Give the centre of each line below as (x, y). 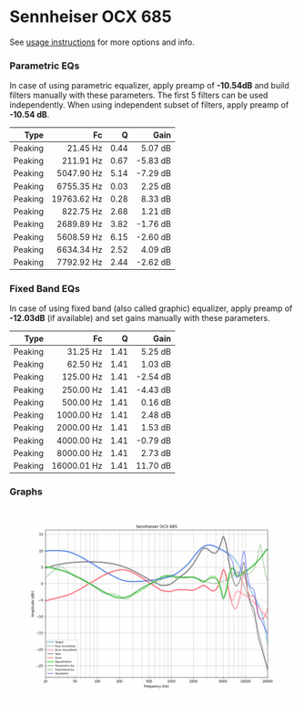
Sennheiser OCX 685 (91, 17)
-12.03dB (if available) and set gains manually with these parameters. (140, 318)
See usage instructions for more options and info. (102, 42)
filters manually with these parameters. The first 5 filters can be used (139, 95)
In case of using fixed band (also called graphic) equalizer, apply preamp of (151, 308)
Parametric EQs (45, 66)
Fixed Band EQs (45, 288)
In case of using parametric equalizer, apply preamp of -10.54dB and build (149, 86)
